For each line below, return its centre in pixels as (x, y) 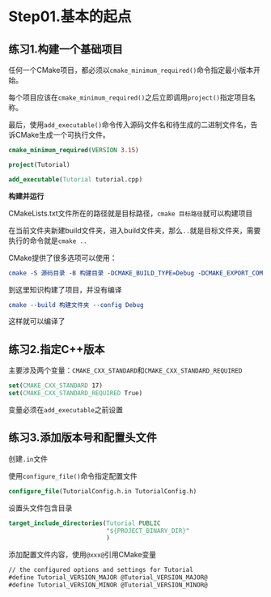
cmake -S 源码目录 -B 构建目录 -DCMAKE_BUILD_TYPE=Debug (102, 273)
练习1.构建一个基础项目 (66, 49)
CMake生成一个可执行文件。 (63, 135)
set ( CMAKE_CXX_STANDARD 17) (56, 386)
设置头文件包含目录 (40, 508)
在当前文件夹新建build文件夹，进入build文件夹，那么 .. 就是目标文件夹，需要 (135, 230)
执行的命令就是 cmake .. (48, 241)
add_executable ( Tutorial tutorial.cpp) (76, 179)
